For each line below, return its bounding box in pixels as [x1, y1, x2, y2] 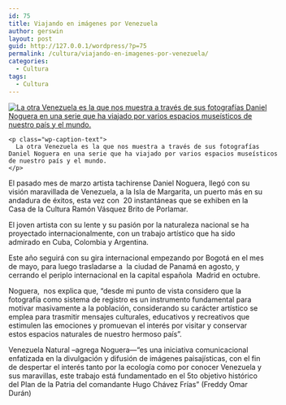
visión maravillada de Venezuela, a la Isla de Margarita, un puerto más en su [8, 186, 262, 196]
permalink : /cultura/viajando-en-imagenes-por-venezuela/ [8, 50, 209, 58]
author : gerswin [8, 27, 63, 35]
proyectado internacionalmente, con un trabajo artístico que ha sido [8, 229, 236, 238]
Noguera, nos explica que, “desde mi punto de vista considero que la [8, 285, 242, 295]
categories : [8, 58, 49, 66]
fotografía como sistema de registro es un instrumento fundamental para [8, 294, 252, 304]
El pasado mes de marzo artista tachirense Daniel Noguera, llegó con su [8, 178, 250, 188]
